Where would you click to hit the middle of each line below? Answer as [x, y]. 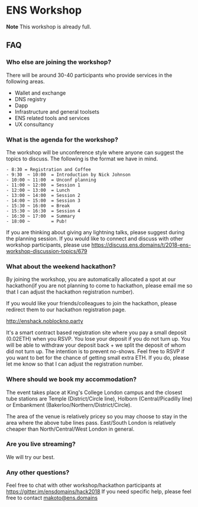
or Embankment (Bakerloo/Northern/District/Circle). [69, 405]
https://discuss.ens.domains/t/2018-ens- [141, 245]
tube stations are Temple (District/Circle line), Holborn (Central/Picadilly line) [99, 398]
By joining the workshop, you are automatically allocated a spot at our [91, 279]
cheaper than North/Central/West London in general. [70, 429]
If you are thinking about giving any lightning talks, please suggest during [95, 232]
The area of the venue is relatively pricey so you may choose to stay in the [97, 416]
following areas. [26, 81]
